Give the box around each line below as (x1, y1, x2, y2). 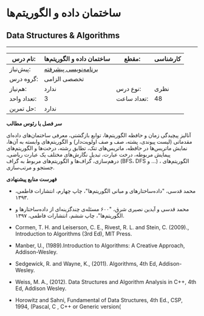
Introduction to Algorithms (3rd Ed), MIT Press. (15, 230, 132, 237)
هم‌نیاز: (9, 85, 27, 93)
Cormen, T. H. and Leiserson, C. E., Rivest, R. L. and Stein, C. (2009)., (15, 224, 189, 230)
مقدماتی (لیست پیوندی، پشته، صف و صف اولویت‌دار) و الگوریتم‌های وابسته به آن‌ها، (6, 138, 192, 145)
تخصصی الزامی (44, 75, 84, 83)
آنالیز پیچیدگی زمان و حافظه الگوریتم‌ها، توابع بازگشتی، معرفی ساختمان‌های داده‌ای (6, 132, 191, 139)
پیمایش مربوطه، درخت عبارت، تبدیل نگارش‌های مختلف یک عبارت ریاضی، (6, 151, 171, 158)
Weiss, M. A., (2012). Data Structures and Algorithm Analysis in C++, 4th (15, 278, 197, 285)
